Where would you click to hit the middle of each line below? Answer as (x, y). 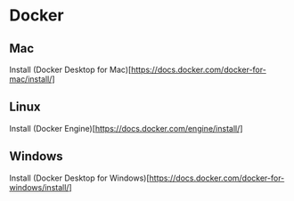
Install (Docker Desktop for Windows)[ (79, 178)
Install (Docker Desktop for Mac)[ (70, 69)
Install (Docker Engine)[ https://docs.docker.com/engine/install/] (126, 128)
